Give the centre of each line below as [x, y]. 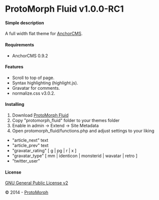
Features [14, 67]
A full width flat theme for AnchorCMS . [44, 34]
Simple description [25, 22]
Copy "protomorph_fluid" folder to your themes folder [66, 120]
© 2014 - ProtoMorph [27, 192]
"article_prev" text [30, 145]
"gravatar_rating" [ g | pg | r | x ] [44, 150]
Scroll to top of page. [33, 78]
